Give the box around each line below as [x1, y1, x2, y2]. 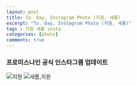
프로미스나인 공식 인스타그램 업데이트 [6, 58, 108, 67]
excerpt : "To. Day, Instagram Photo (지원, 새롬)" [6, 20, 132, 26]
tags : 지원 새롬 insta [6, 25, 61, 32]
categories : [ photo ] [6, 31, 59, 38]
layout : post [6, 8, 39, 15]
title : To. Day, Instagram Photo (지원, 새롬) [6, 15, 121, 21]
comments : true [6, 37, 45, 43]
